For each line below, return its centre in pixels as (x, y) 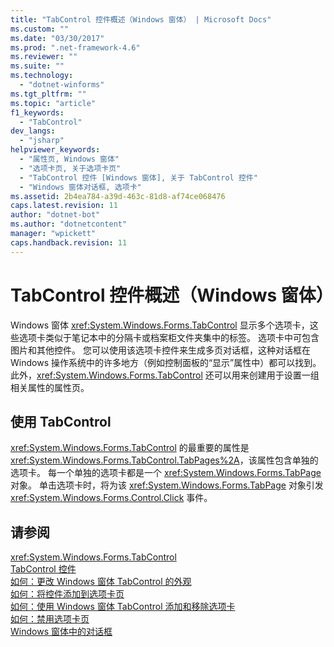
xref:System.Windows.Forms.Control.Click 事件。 (111, 498)
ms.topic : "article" (53, 103)
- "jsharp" (42, 141)
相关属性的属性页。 (50, 387)
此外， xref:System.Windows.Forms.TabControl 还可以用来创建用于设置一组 (165, 375)
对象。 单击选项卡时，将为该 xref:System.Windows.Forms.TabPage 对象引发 (167, 485)
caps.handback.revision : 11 (69, 242)
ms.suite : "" (37, 66)
